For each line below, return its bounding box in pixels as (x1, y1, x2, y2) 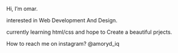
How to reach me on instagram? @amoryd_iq (6, 40, 120, 47)
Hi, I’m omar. (6, 5, 38, 12)
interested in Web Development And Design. (6, 17, 118, 23)
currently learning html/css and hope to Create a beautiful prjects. (6, 28, 173, 36)
